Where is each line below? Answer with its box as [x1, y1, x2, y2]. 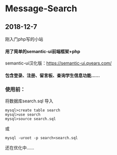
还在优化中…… [5, 145, 34, 151]
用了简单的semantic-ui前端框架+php [5, 48, 80, 54]
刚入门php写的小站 [5, 36, 43, 42]
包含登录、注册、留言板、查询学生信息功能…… [5, 72, 100, 78]
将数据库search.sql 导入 [5, 98, 54, 104]
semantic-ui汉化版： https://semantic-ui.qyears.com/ [5, 60, 112, 66]
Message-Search [5, 3, 78, 14]
